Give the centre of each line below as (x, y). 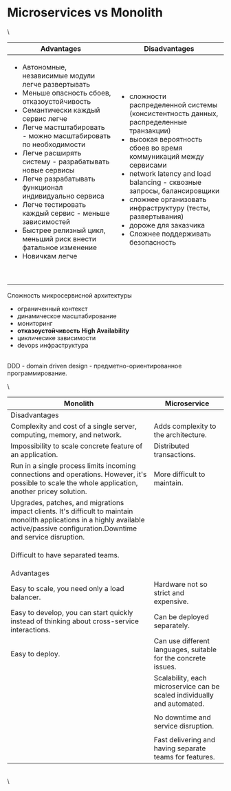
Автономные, (45, 67)
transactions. (175, 454)
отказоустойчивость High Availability (73, 331)
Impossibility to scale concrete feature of (77, 446)
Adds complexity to (185, 426)
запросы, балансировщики (175, 190)
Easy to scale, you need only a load (68, 588)
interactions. (31, 630)
